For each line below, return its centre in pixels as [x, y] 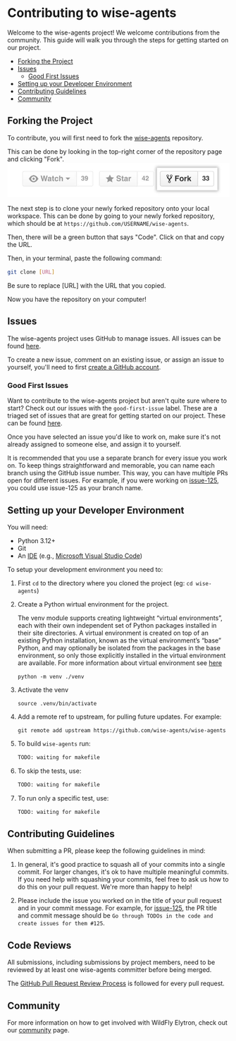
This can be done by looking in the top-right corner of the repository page [115, 151]
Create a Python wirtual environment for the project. [93, 604]
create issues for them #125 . [61, 923]
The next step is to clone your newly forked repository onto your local [108, 209]
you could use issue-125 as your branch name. [75, 488]
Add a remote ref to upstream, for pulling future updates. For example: [119, 717]
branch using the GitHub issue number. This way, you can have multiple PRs [118, 473]
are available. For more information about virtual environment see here [120, 663]
